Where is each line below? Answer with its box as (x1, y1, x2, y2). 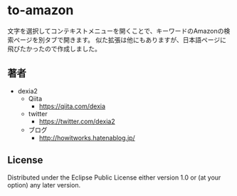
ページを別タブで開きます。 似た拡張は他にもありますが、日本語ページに (13, 35, 226, 44)
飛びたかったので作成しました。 (7, 44, 101, 53)
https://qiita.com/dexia (38, 102, 105, 110)
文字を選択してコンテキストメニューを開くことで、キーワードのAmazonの (7, 26, 224, 35)
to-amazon (7, 2, 74, 19)
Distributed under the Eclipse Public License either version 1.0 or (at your (7, 173, 221, 182)
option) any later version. (7, 180, 80, 189)
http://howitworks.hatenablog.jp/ (38, 133, 135, 142)
